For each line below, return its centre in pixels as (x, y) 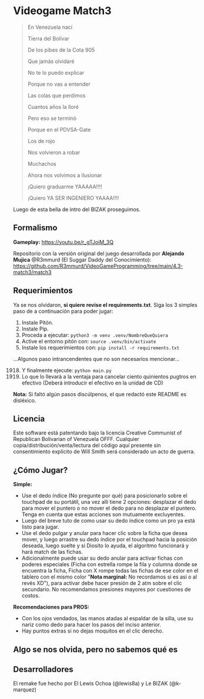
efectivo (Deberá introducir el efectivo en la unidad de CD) (93, 383)
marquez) (25, 690)
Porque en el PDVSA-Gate (59, 129)
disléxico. (25, 400)
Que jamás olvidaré (51, 61)
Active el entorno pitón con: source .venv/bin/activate (89, 341)
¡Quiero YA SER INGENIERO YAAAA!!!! (73, 198)
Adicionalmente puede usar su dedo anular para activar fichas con (102, 558)
